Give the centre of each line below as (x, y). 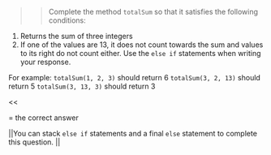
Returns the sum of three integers (76, 36)
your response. (45, 62)
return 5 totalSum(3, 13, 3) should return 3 (82, 86)
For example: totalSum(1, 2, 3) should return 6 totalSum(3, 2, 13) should (135, 77)
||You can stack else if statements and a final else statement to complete (133, 133)
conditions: (67, 20)
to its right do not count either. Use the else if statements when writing (140, 53)
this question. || (34, 142)
